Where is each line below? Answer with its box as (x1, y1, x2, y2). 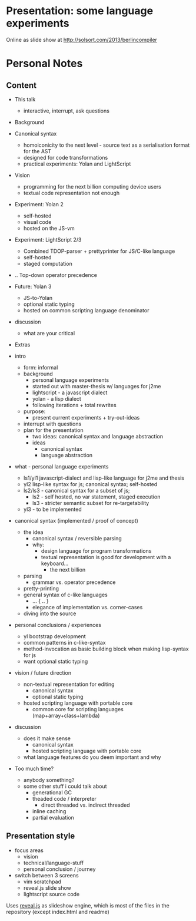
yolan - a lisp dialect (32, 395, 81, 402)
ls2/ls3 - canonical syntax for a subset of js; (23, 487, 130, 494)
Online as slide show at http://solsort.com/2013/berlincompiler (6, 36, 158, 43)
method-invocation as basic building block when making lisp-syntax (23, 645, 190, 652)
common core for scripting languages (32, 705, 124, 712)
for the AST (23, 147, 52, 154)
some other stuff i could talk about (23, 783, 107, 790)
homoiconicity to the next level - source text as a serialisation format (23, 141, 190, 148)
